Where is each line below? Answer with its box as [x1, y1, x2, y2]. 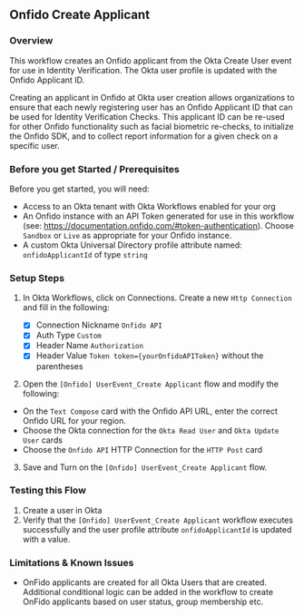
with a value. [22, 533, 71, 544]
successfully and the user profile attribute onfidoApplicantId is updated [22, 523, 292, 534]
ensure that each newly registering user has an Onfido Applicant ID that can [9, 102, 293, 112]
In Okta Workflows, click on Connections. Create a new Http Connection [22, 292, 292, 303]
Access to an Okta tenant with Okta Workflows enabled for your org [22, 200, 276, 211]
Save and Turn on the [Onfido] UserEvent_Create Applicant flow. [22, 462, 268, 473]
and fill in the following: [22, 302, 111, 313]
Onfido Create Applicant [9, 7, 151, 23]
